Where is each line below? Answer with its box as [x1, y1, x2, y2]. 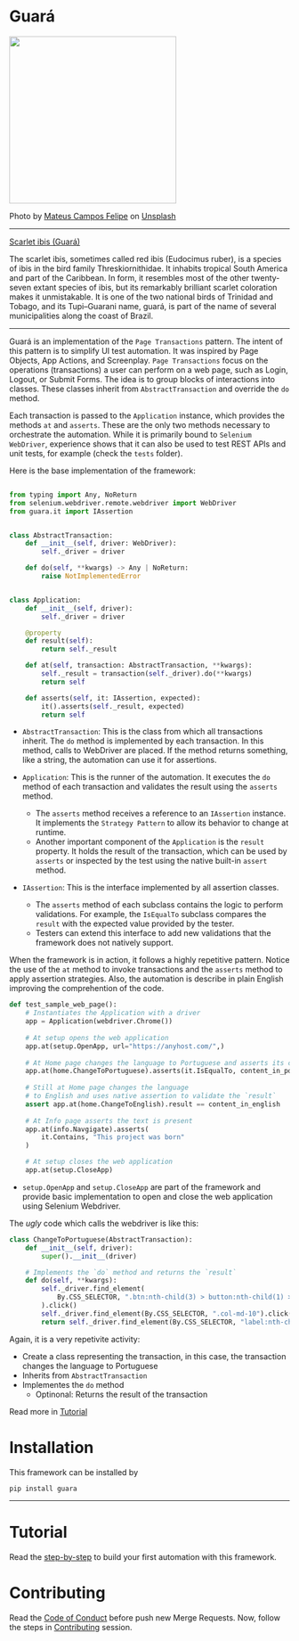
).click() [41, 1301, 77, 1310]
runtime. [35, 827, 67, 838]
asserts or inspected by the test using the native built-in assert [35, 856, 268, 866]
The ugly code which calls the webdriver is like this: [9, 1218, 198, 1228]
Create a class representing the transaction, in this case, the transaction [21, 1350, 287, 1361]
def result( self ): [25, 636, 93, 645]
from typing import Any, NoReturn [9, 490, 138, 499]
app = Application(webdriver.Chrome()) [25, 1017, 174, 1026]
